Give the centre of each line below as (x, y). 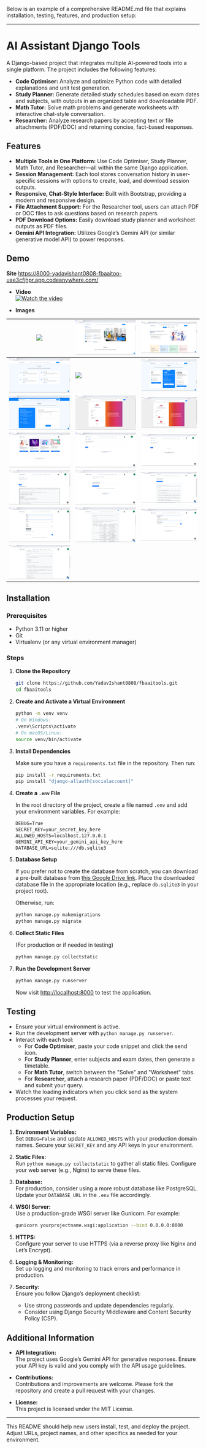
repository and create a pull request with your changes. (85, 1391)
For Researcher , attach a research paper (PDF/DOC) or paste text (108, 1079)
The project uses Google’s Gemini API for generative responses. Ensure (105, 1359)
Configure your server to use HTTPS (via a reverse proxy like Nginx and (106, 1244)
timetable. (37, 1065)
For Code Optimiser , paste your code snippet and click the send (106, 1046)
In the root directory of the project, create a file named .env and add (101, 805)
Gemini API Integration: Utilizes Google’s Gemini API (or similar (95, 233)
